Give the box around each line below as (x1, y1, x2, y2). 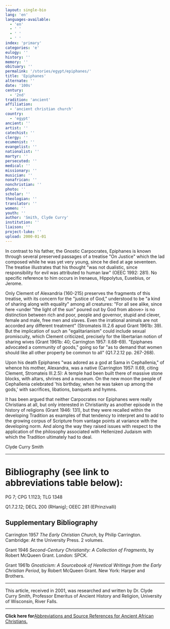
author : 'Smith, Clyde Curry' (5, 215, 69, 220)
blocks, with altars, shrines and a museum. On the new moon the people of (5, 375, 162, 381)
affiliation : (5, 102, 33, 107)
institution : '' (5, 220, 39, 225)
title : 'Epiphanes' (5, 74, 47, 79)
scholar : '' (5, 191, 30, 196)
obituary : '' (5, 64, 33, 69)
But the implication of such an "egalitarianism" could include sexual (5, 328, 146, 334)
